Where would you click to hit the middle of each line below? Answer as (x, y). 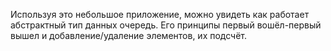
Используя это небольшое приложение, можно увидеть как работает (160, 14)
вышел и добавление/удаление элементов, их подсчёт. (129, 35)
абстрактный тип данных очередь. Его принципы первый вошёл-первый (166, 25)
